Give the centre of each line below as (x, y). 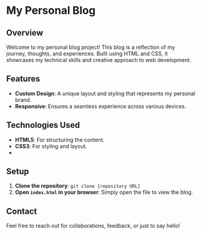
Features (23, 79)
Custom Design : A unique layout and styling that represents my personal (105, 93)
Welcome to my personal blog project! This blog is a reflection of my (91, 47)
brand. (23, 99)
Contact (22, 211)
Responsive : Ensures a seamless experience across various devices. (100, 106)
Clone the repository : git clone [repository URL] (78, 186)
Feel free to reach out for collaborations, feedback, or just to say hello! (93, 226)
